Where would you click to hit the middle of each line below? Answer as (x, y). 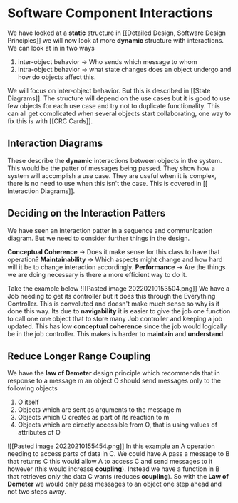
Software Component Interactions (110, 13)
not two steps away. (37, 492)
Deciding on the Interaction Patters (87, 213)
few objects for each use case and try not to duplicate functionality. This (114, 105)
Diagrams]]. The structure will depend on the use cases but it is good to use (119, 98)
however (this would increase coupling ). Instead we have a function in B (114, 469)
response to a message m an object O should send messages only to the (114, 381)
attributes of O (39, 432)
